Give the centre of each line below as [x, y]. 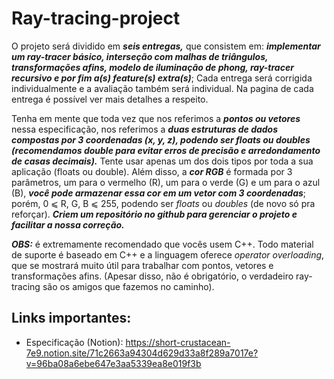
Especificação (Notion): [74, 342]
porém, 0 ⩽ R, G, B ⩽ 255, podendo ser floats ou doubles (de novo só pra [163, 203]
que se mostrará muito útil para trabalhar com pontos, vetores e [142, 265]
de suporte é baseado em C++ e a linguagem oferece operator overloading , [168, 254]
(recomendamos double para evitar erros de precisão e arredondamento [166, 150]
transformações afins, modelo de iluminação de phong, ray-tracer [152, 67]
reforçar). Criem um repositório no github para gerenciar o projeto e [154, 214]
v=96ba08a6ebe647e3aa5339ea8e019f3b [113, 363]
